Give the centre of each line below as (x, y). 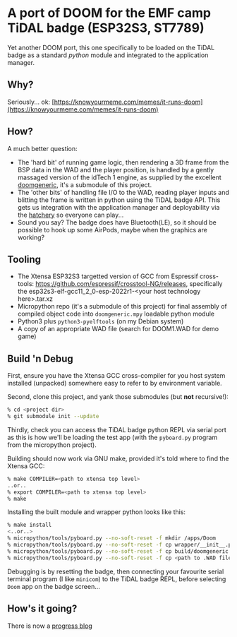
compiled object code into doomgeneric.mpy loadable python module (116, 314)
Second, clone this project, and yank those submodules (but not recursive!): (118, 397)
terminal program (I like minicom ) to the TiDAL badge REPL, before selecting (117, 579)
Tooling (24, 259)
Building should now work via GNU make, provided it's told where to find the (118, 458)
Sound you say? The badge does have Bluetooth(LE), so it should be (117, 222)
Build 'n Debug (40, 358)
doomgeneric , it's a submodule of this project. (85, 184)
